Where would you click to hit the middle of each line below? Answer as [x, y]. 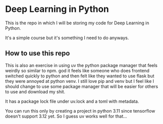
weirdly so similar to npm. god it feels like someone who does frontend [77, 70]
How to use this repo [38, 53]
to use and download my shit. [35, 92]
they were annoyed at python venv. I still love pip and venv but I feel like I [80, 81]
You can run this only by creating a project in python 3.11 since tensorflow [80, 111]
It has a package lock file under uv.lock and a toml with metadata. [72, 101]
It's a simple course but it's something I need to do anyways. [67, 38]
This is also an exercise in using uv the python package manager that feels [81, 65]
